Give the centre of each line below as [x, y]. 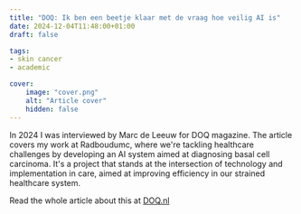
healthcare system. [45, 182]
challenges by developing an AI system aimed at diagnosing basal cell [140, 154]
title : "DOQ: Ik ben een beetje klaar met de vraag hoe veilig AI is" [145, 18]
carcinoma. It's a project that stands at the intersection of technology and [146, 163]
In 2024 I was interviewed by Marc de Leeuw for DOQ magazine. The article [151, 135]
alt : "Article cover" [66, 100]
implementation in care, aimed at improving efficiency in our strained [137, 173]
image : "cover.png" [62, 92]
